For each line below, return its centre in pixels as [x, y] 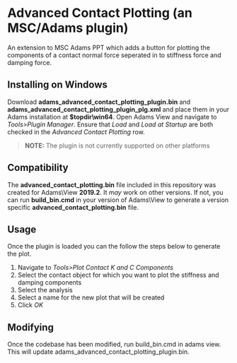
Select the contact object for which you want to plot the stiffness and [118, 275]
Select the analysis [45, 290]
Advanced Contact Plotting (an [100, 13]
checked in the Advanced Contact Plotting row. [76, 131]
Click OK [30, 305]
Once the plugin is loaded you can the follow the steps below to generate [114, 246]
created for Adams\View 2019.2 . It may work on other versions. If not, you [116, 192]
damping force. [29, 62]
